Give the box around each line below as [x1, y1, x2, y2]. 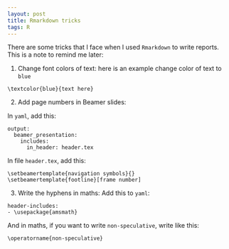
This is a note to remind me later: [7, 50, 104, 59]
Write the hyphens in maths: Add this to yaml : [17, 189, 150, 197]
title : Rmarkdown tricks [7, 17, 81, 24]
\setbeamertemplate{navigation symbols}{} [7, 170, 135, 177]
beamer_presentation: [14, 132, 78, 139]
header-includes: [7, 203, 59, 210]
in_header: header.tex [26, 144, 94, 151]
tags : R [7, 23, 31, 31]
